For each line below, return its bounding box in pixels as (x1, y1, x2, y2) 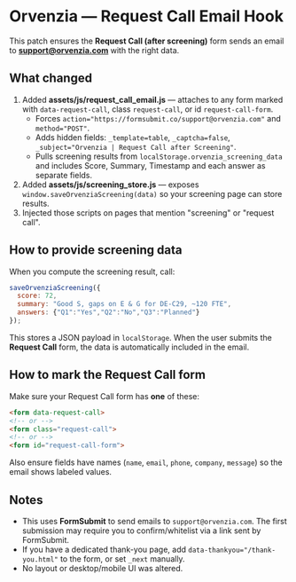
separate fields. (35, 169, 93, 180)
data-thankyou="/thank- (188, 546, 277, 554)
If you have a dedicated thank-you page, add (21, 544, 187, 554)
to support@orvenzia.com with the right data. (9, 44, 180, 55)
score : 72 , (17, 291, 58, 301)
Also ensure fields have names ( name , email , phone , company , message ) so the (9, 457, 283, 468)
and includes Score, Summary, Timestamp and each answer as (35, 160, 266, 170)
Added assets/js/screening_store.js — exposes (21, 179, 199, 190)
